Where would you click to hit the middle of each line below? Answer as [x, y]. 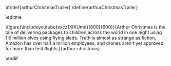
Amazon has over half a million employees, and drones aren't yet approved [84, 43]
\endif [12, 58]
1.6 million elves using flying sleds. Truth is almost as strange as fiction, [81, 38]
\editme [14, 17]
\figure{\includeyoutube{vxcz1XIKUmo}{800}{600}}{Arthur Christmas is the [85, 27]
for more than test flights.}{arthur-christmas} [53, 48]
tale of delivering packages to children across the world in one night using [84, 32]
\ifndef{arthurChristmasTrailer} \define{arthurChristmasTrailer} [72, 7]
